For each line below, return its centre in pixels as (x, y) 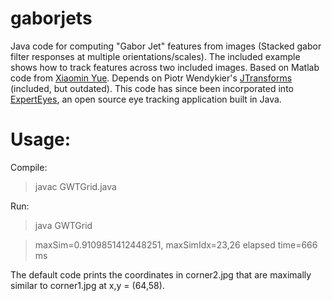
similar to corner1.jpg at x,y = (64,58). (87, 285)
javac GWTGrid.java (75, 186)
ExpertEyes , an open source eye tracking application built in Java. (146, 99)
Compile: (29, 167)
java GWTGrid (63, 225)
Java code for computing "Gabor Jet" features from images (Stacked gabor (166, 46)
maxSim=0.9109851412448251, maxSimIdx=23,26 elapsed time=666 (176, 244)
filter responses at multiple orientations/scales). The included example (155, 56)
